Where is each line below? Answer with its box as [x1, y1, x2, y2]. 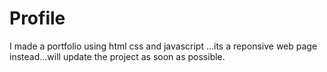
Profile [9, 7, 66, 30]
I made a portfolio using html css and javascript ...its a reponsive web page [9, 40, 318, 52]
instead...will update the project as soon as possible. [9, 50, 226, 62]
